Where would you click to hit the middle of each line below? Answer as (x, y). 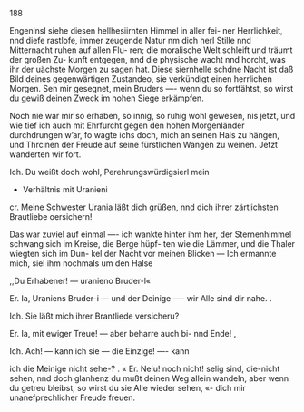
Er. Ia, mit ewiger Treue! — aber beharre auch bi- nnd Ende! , (123, 334)
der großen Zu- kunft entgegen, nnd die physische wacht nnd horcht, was (147, 59)
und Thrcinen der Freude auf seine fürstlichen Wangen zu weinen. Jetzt (144, 145)
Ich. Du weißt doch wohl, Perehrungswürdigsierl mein (110, 172)
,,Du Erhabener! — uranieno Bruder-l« (80, 281)
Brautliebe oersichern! (51, 216)
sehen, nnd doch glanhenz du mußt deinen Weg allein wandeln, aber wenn (149, 378)
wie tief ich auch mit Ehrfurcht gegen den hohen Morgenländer (127, 125)
